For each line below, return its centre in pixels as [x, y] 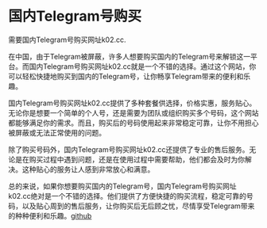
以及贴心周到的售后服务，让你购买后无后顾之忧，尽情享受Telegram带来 [138, 206]
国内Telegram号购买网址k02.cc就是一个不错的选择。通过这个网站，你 [143, 66]
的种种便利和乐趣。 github [50, 215]
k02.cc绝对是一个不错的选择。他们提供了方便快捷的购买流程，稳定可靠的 [128, 196]
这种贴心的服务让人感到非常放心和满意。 [88, 169]
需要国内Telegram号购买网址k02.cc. [67, 40]
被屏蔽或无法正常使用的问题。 [57, 132]
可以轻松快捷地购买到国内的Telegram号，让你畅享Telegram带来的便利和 [126, 76]
